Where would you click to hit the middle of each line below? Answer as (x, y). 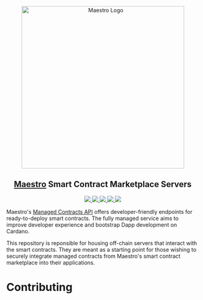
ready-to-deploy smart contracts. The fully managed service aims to (93, 218)
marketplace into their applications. (51, 262)
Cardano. (18, 231)
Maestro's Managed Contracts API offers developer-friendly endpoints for (99, 211)
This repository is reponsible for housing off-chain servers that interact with (102, 243)
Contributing (39, 287)
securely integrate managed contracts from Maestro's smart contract (94, 256)
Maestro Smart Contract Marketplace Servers (103, 184)
